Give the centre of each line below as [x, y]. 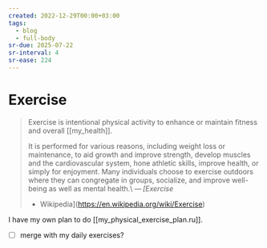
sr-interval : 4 [34, 53]
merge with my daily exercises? [72, 235]
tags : [17, 23]
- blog [26, 30]
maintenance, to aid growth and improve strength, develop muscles [139, 154]
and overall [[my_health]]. [70, 130]
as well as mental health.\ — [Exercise [111, 188]
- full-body [36, 38]
